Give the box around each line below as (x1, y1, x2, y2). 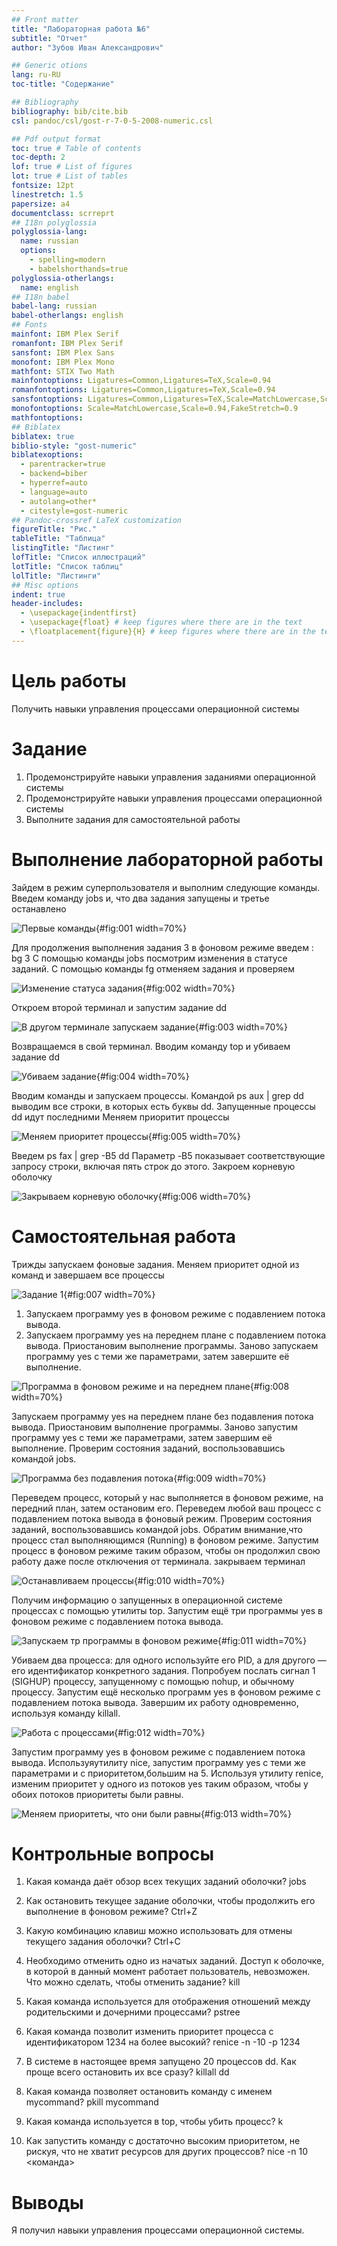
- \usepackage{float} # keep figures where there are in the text (20, 617, 303, 628)
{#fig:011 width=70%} (217, 1634, 308, 1646)
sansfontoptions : (11, 394, 84, 405)
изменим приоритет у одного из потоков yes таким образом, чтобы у (11, 1777, 309, 1790)
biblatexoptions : (11, 450, 84, 460)
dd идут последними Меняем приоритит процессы (11, 1111, 230, 1123)
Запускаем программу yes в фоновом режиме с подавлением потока (25, 1307, 326, 1320)
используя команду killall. (11, 1707, 121, 1719)
